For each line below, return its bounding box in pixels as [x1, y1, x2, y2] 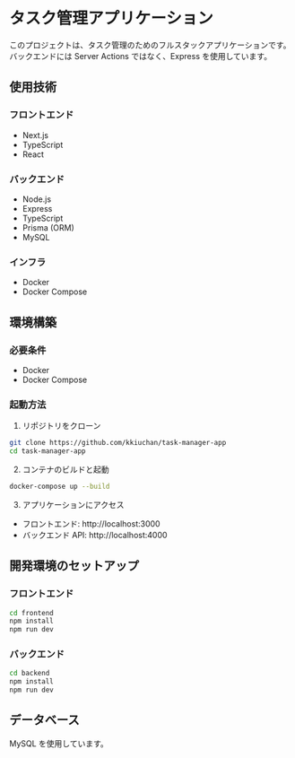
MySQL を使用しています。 [9, 737, 109, 749]
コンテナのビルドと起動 [22, 464, 109, 475]
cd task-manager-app [9, 447, 87, 456]
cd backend [9, 669, 50, 678]
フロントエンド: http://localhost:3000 [22, 518, 161, 529]
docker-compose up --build [9, 482, 110, 491]
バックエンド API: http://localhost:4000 [22, 529, 168, 540]
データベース [9, 712, 80, 728]
